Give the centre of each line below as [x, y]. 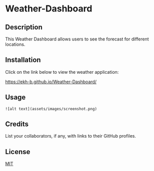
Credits [17, 124]
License [18, 152]
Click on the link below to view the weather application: [62, 72]
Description [24, 27]
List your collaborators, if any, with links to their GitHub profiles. [71, 136]
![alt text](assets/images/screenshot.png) [51, 109]
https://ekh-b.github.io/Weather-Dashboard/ [51, 82]
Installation [23, 60]
